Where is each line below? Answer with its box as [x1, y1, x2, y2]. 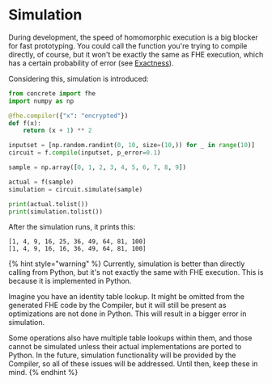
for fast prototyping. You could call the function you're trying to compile [8, 40, 248, 50]
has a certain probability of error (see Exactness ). [8, 58, 174, 68]
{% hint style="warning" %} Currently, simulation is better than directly [8, 259, 245, 268]
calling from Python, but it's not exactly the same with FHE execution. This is [8, 268, 264, 277]
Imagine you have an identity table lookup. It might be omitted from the [8, 292, 245, 302]
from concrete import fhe [8, 89, 96, 98]
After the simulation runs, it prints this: [8, 222, 136, 232]
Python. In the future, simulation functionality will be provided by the [8, 350, 236, 361]
